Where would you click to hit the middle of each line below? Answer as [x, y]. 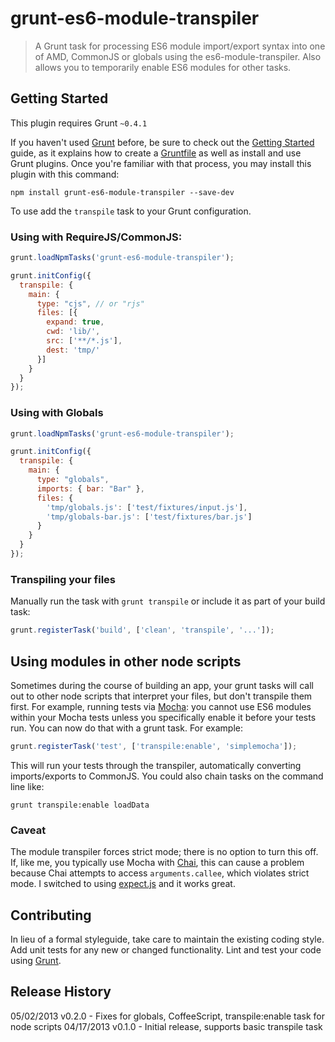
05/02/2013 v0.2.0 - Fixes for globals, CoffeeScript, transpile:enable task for [168, 1016]
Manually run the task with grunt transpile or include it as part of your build [168, 601]
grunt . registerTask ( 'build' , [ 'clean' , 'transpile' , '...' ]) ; [142, 630]
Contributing [51, 915]
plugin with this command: [65, 174]
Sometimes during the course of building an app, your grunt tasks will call [162, 685]
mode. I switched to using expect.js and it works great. [123, 884]
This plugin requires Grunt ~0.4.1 [79, 123]
